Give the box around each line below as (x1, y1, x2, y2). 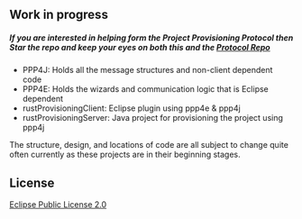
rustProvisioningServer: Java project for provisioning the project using (22, 113, 284, 123)
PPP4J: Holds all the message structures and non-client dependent (22, 65, 273, 76)
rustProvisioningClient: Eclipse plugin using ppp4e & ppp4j (22, 103, 241, 114)
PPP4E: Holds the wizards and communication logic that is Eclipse (22, 84, 269, 95)
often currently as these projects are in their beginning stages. (9, 149, 241, 160)
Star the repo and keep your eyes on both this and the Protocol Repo (9, 41, 270, 52)
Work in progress (9, 7, 108, 23)
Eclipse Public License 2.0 (9, 199, 107, 210)
